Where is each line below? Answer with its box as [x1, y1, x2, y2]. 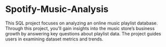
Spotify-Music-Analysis [5, 3, 109, 15]
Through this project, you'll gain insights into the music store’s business [5, 25, 155, 31]
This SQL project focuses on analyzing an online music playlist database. [5, 20, 158, 26]
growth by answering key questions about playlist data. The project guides [5, 30, 161, 36]
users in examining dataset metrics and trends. [5, 36, 104, 42]
